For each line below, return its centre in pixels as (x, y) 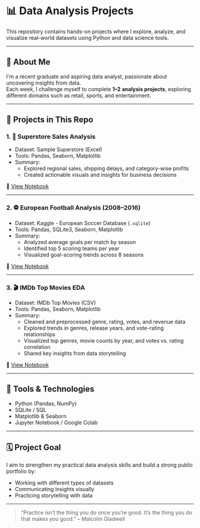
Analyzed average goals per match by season (80, 242)
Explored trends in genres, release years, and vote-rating (94, 328)
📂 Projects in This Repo (50, 120)
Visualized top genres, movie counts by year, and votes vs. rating (104, 341)
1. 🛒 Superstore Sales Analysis (51, 137)
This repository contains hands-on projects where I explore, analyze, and (96, 31)
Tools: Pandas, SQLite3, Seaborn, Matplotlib (69, 229)
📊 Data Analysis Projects (70, 11)
